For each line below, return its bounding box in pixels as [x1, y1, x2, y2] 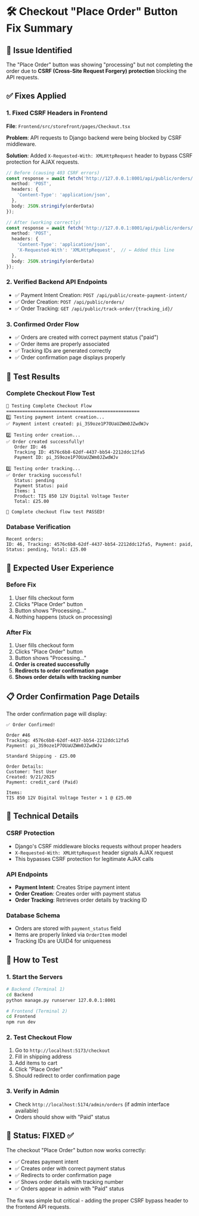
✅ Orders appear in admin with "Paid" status [14, 1185, 125, 1192]
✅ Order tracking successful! [6, 472, 82, 478]
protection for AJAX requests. [6, 158, 79, 165]
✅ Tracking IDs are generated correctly [14, 347, 111, 354]
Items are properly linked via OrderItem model [14, 931, 127, 939]
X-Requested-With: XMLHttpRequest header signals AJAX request [14, 848, 174, 856]
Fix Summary [6, 21, 73, 35]
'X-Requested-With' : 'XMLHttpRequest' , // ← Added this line [17, 247, 175, 254]
